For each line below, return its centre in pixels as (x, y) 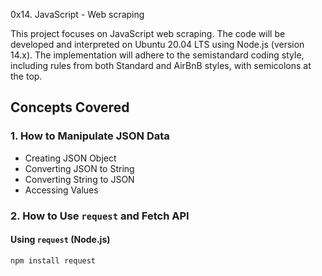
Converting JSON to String (79, 168)
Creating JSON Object (70, 158)
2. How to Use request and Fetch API (100, 216)
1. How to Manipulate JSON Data (90, 136)
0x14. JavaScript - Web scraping (77, 14)
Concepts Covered (70, 107)
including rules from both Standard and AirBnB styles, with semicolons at (161, 65)
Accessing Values (61, 190)
